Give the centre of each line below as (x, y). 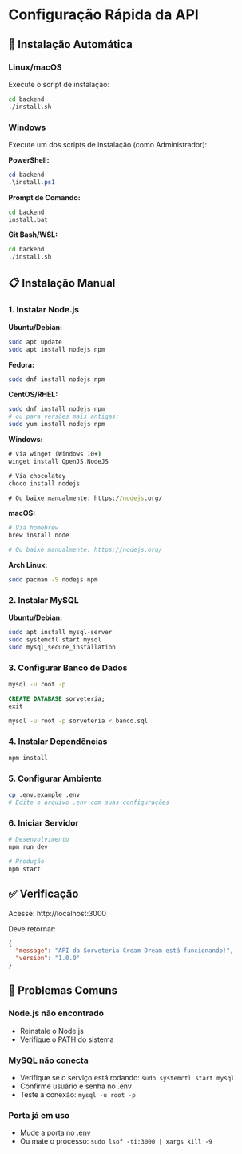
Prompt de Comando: (45, 197)
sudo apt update (35, 342)
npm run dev (28, 847)
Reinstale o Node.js (52, 1031)
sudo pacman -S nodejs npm (53, 580)
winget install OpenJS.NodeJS (59, 461)
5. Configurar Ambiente (55, 778)
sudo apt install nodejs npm (57, 349)
